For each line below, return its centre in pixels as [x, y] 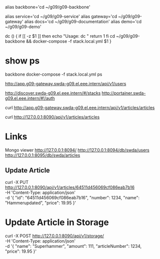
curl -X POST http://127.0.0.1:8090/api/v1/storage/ [55, 236]
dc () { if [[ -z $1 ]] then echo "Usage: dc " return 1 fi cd [60, 36]
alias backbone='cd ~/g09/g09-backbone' [48, 7]
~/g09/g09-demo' [23, 27]
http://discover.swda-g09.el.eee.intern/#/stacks [53, 93]
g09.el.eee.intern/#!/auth [30, 98]
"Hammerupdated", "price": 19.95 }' [40, 203]
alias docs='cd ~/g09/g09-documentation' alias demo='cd [83, 22]
